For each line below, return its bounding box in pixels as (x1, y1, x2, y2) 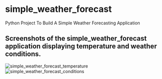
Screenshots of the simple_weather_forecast (5, 34, 147, 43)
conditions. (5, 50, 41, 58)
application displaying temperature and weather (5, 42, 157, 51)
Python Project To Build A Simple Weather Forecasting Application (5, 20, 140, 26)
